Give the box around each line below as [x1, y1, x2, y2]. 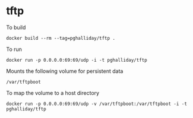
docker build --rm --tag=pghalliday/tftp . [6, 35, 116, 41]
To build [6, 24, 26, 31]
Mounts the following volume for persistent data [6, 67, 124, 75]
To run [6, 46, 23, 53]
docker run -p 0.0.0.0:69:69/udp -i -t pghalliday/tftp [6, 57, 147, 63]
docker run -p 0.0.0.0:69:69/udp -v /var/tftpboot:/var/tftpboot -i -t [6, 101, 187, 107]
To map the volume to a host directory [6, 89, 100, 96]
